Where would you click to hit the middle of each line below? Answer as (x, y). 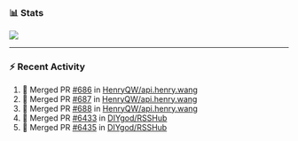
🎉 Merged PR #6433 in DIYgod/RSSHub (94, 118)
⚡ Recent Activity (47, 67)
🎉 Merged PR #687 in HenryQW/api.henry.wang (110, 98)
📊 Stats (27, 12)
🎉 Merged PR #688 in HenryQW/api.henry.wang (110, 108)
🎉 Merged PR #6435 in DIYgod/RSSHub (94, 127)
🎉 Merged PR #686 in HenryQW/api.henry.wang (110, 90)
